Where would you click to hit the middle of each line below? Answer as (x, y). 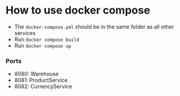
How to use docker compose (78, 10)
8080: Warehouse (36, 74)
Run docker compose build (47, 39)
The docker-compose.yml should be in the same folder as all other (94, 27)
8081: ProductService (41, 80)
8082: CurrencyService (43, 87)
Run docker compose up (42, 46)
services (25, 33)
